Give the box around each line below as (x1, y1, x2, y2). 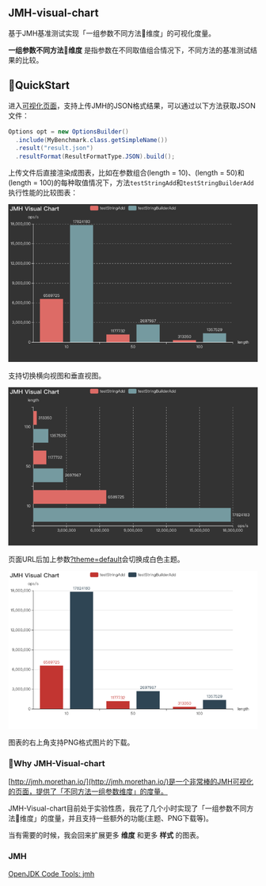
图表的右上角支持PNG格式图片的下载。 (8, 738, 135, 747)
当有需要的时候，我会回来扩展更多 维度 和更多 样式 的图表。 (8, 830, 203, 840)
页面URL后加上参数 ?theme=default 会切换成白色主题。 (8, 554, 184, 564)
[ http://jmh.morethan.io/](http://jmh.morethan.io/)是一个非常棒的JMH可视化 (8, 777, 254, 787)
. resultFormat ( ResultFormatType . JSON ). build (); (15, 152, 176, 161)
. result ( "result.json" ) (15, 144, 93, 152)
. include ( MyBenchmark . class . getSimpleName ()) (15, 136, 169, 144)
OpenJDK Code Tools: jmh (8, 869, 95, 878)
